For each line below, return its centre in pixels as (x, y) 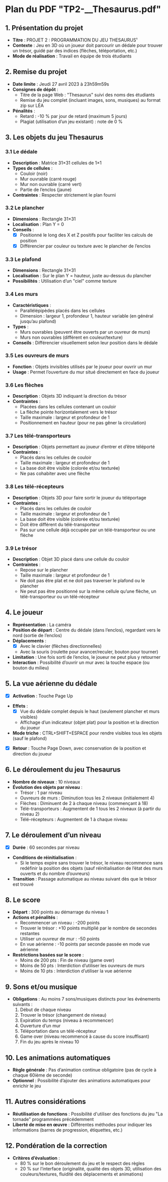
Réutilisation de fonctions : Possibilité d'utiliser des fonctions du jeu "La (88, 1114)
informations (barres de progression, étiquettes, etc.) (67, 1130)
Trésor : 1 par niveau (41, 792)
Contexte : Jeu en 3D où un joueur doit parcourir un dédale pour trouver (88, 45)
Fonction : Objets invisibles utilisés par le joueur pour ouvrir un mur (82, 366)
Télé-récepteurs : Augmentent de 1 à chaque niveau (74, 819)
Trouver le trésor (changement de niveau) (63, 1015)
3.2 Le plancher (25, 208)
